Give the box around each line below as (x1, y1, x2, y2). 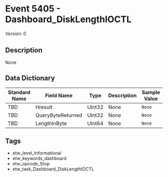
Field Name (44, 92, 73, 99)
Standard (7, 89, 30, 96)
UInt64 (87, 120, 103, 127)
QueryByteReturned (35, 111, 82, 118)
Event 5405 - (5, 3, 61, 15)
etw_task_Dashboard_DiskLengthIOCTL (12, 166, 94, 172)
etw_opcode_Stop (12, 161, 50, 167)
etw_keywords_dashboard (12, 155, 66, 161)
